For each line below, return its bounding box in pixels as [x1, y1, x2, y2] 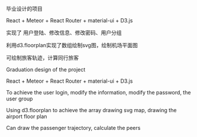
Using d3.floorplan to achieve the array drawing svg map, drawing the [6, 107, 177, 113]
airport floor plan [6, 113, 47, 120]
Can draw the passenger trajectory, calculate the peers [6, 125, 141, 131]
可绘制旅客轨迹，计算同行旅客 [6, 54, 79, 61]
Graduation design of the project [6, 66, 86, 73]
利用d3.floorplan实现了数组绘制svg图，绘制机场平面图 [6, 42, 138, 48]
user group [6, 95, 33, 102]
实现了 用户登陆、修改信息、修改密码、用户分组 [6, 29, 122, 36]
